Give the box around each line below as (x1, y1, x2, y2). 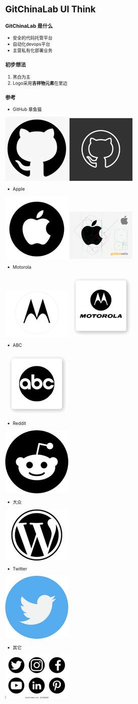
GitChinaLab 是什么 (5, 23, 53, 30)
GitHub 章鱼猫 (12, 106, 42, 112)
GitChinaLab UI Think (5, 4, 96, 15)
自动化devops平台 (12, 41, 50, 47)
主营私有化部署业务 (12, 47, 53, 53)
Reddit (12, 420, 26, 426)
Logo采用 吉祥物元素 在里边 (12, 80, 68, 86)
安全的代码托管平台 (12, 35, 53, 41)
